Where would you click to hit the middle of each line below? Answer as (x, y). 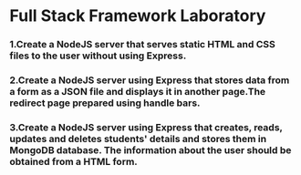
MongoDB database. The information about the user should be (150, 149)
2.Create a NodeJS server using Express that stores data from (150, 80)
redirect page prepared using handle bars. (105, 103)
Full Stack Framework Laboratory (138, 16)
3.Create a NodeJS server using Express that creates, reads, (146, 127)
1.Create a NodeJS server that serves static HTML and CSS (142, 45)
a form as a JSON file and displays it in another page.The (138, 92)
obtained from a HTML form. (74, 161)
